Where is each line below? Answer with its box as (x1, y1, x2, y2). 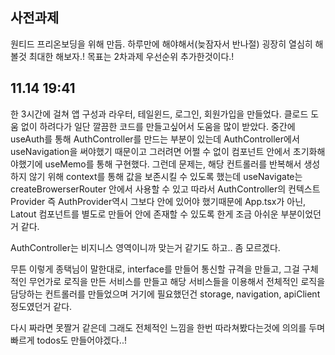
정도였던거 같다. (10, 300, 73, 312)
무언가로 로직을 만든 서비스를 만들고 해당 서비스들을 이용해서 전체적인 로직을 (28, 275, 326, 287)
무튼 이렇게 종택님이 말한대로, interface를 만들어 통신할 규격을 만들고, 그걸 (10, 263, 300, 275)
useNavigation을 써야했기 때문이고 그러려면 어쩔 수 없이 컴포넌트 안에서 (10, 145, 291, 157)
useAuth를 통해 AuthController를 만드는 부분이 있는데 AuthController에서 (10, 133, 300, 145)
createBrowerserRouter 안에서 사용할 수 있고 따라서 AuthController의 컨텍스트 (10, 183, 321, 195)
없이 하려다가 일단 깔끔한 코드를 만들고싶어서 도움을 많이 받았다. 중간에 (20, 120, 296, 132)
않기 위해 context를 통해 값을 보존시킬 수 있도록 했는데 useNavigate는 (28, 170, 303, 182)
